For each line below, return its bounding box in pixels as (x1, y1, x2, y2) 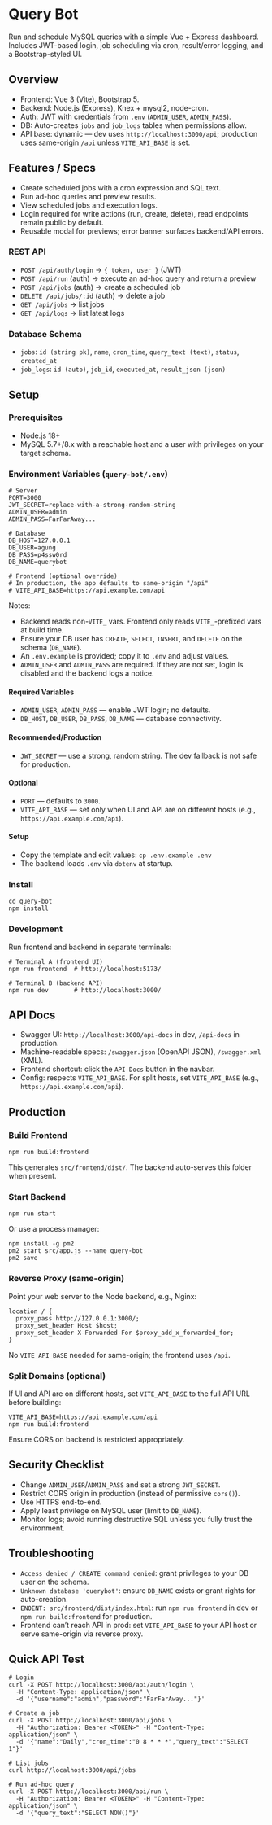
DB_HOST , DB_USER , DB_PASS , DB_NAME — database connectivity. (19, 714, 222, 724)
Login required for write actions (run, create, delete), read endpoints (19, 208, 249, 218)
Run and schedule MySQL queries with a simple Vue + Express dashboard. (8, 32, 259, 42)
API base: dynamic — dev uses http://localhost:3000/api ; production (19, 129, 258, 138)
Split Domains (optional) (8, 1370, 106, 1381)
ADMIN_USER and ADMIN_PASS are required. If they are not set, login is (19, 660, 244, 670)
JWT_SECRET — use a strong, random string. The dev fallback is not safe (19, 751, 257, 760)
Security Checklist (8, 1458, 105, 1472)
